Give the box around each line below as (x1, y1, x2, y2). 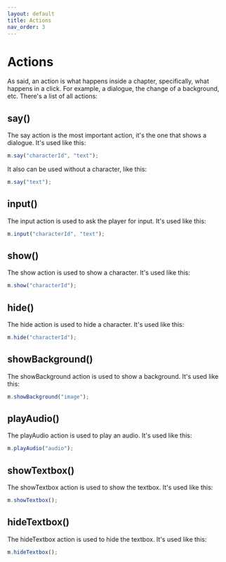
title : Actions (7, 17, 52, 24)
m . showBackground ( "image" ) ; (7, 393, 90, 400)
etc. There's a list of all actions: (7, 92, 98, 101)
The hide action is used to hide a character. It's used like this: (7, 320, 185, 329)
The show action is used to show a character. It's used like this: (7, 268, 191, 277)
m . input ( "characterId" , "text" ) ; (7, 230, 105, 237)
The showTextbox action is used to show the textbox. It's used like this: (7, 483, 213, 492)
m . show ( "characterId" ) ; (7, 282, 77, 289)
